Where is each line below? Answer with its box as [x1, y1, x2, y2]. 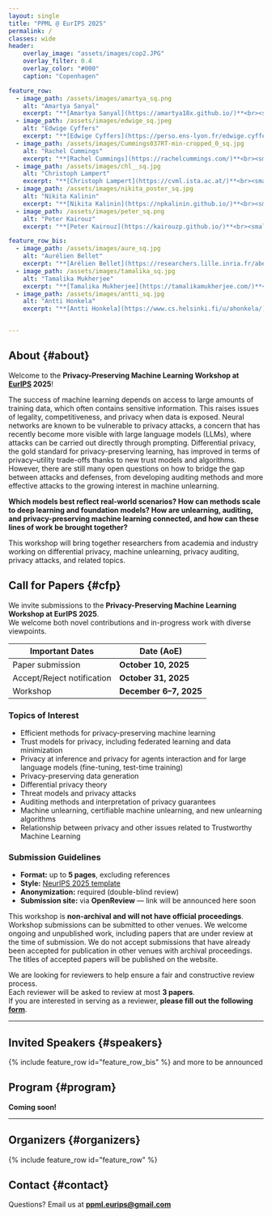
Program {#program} [8, 1081, 117, 1095]
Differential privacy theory [19, 779, 108, 789]
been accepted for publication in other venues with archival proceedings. [8, 946, 253, 956]
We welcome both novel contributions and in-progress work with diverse [8, 617, 251, 627]
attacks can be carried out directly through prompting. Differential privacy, [8, 438, 257, 447]
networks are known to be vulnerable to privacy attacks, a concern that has [8, 421, 261, 430]
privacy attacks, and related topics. [8, 555, 125, 565]
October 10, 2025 [119, 659, 190, 670]
